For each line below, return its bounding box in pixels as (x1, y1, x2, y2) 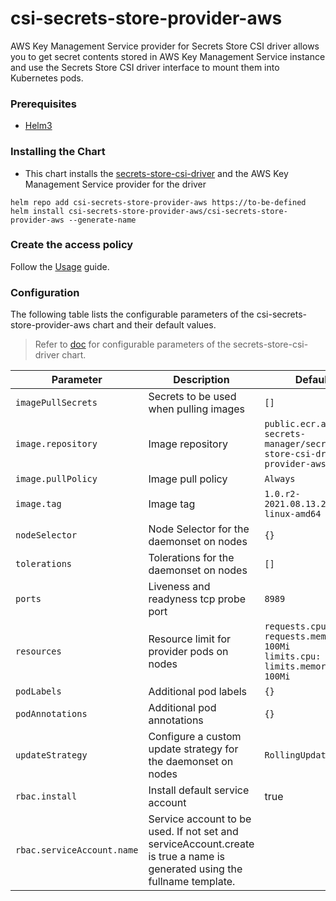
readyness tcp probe (148, 592, 247, 606)
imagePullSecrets (15, 397, 98, 409)
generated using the (148, 862, 243, 876)
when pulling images (148, 402, 245, 416)
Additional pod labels (148, 685, 248, 699)
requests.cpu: (264, 621, 332, 632)
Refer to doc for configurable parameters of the (34, 338, 232, 351)
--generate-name (68, 215, 137, 225)
